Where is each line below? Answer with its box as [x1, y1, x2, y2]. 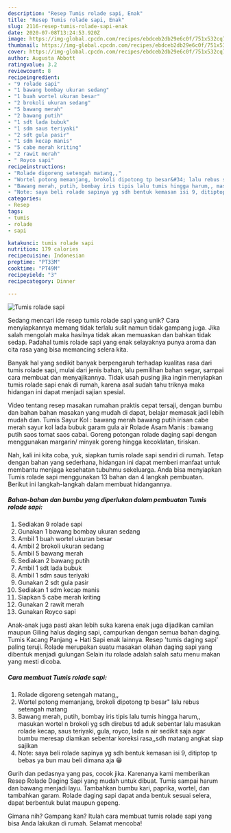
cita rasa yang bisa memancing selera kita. [8, 345, 129, 354]
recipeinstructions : [8, 163, 67, 170]
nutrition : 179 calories [8, 246, 79, 253]
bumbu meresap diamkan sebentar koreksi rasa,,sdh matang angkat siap [17, 734, 223, 742]
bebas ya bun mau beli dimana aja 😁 [17, 756, 123, 764]
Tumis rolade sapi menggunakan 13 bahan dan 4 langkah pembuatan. [8, 472, 204, 481]
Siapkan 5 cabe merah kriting [17, 593, 101, 602]
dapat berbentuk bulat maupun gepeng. [8, 799, 121, 807]
